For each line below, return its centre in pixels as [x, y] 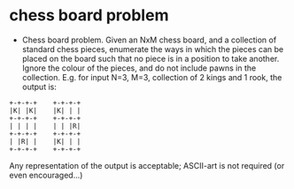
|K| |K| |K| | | [45, 110]
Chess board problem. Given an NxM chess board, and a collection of [149, 40]
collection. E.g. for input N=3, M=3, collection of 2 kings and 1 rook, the [152, 77]
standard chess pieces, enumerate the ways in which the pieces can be [153, 49]
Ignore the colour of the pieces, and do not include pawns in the [139, 68]
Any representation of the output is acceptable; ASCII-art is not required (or [147, 165]
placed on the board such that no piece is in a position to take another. [151, 58]
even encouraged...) [46, 175]
